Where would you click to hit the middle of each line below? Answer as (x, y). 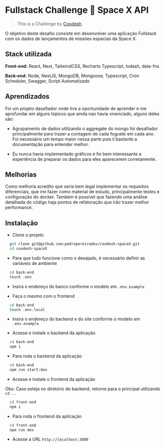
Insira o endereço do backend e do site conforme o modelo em (76, 319)
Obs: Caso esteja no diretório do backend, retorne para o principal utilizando (83, 389)
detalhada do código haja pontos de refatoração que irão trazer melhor (77, 202)
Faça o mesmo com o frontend (43, 296)
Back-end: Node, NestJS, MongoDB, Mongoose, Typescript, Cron (72, 76)
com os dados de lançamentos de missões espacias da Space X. (71, 39)
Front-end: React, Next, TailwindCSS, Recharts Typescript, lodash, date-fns (82, 66)
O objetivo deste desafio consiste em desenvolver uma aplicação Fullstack (81, 33)
